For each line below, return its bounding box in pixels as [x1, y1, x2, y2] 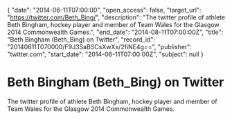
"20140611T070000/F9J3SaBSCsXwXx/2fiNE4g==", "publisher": [7, 43, 193, 51]
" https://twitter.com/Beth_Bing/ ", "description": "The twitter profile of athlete [7, 13, 226, 22]
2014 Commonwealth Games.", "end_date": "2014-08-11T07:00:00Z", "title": [7, 28, 224, 36]
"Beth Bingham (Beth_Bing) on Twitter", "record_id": [7, 35, 156, 44]
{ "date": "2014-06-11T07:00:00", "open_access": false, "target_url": [7, 6, 202, 14]
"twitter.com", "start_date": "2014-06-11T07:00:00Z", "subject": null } [7, 50, 204, 58]
